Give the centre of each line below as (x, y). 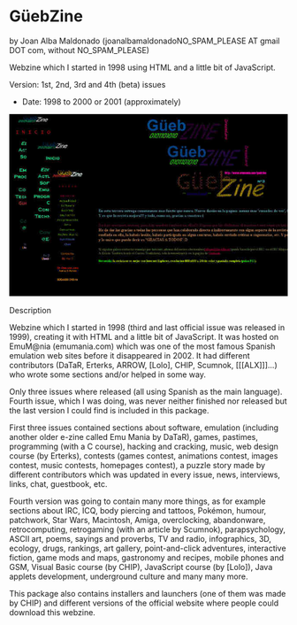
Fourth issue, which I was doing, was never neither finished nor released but (148, 401)
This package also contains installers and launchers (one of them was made (148, 594)
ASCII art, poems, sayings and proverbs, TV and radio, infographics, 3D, (141, 539)
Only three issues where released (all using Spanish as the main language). (146, 392)
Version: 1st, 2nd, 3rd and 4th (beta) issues (88, 84)
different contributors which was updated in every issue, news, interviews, (145, 475)
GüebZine (46, 16)
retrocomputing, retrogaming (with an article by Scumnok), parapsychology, (147, 529)
